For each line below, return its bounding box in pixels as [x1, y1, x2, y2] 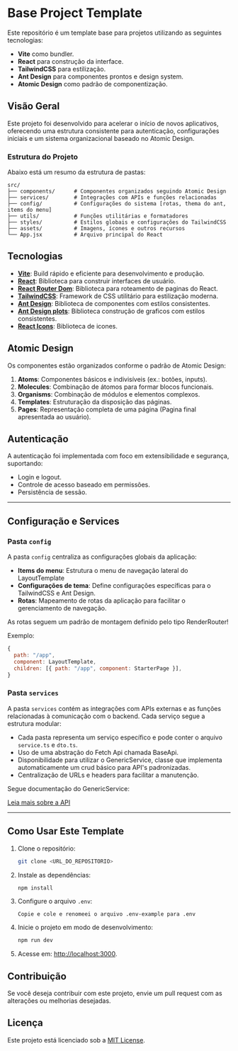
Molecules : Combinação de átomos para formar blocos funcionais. [17, 382, 214, 391]
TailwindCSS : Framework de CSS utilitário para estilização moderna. [17, 292, 218, 300]
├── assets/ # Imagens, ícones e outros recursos [7, 225, 186, 232]
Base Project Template [7, 5, 143, 21]
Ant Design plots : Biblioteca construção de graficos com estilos [17, 307, 205, 315]
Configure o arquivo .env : [17, 897, 93, 906]
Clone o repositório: [17, 844, 76, 853]
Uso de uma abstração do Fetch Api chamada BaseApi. [17, 748, 179, 756]
